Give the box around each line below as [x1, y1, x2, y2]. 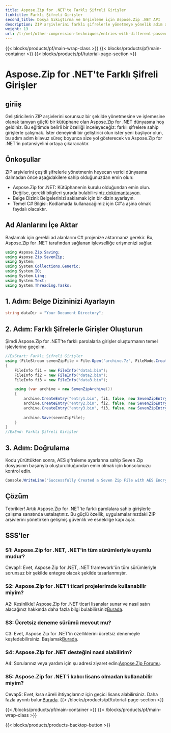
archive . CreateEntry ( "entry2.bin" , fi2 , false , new [23, 401, 136, 406]
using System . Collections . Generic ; [5, 264, 81, 269]
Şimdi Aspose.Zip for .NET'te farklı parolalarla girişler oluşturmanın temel [5, 338, 158, 345]
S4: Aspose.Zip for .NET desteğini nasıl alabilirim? [5, 649, 132, 656]
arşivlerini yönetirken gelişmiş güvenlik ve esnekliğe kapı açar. [5, 516, 136, 522]
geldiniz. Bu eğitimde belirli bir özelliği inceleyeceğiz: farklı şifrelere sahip [5, 124, 159, 130]
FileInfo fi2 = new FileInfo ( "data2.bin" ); [14, 373, 108, 378]
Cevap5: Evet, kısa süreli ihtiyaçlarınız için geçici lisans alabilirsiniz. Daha [5, 691, 158, 697]
